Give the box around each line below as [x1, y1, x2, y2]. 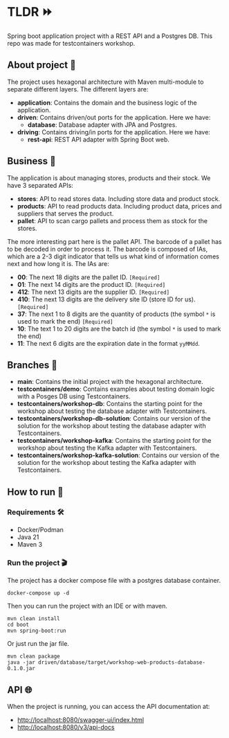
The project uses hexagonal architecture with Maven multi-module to [7, 78, 204, 86]
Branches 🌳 [7, 359, 57, 371]
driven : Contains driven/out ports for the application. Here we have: [17, 113, 211, 121]
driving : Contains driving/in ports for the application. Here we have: [17, 128, 211, 136]
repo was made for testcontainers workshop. [7, 39, 136, 47]
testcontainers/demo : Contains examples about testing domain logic [17, 385, 215, 394]
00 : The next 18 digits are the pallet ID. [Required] [17, 273, 161, 281]
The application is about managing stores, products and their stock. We [7, 173, 211, 182]
